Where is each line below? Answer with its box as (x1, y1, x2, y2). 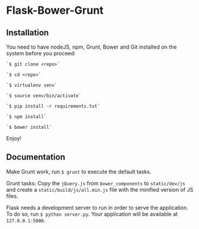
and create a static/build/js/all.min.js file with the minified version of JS (6, 186, 194, 193)
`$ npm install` (6, 114, 47, 120)
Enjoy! (6, 135, 22, 141)
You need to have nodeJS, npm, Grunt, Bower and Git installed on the (6, 43, 177, 50)
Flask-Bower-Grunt (6, 4, 104, 17)
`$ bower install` (6, 124, 52, 130)
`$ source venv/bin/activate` (6, 93, 82, 99)
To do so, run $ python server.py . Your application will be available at (6, 210, 178, 218)
